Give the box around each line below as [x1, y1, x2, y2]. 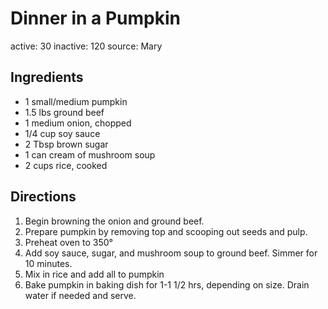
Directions [10, 188, 77, 206]
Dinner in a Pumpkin [10, 7, 181, 30]
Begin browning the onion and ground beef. [24, 215, 205, 227]
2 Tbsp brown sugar [24, 138, 109, 150]
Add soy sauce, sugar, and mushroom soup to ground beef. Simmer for [24, 247, 318, 259]
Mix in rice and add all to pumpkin [24, 268, 165, 280]
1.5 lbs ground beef [24, 106, 105, 118]
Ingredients [10, 69, 84, 86]
